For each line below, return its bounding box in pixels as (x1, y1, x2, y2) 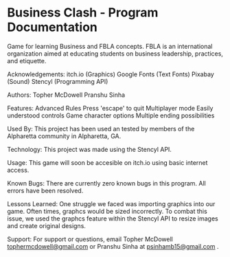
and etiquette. (7, 56, 47, 65)
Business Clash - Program (7, 5, 159, 21)
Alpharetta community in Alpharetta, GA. (7, 132, 122, 140)
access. (7, 166, 30, 174)
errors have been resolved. (7, 186, 84, 194)
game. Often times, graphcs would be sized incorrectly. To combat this (7, 207, 207, 215)
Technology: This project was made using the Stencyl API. (7, 145, 172, 153)
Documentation (7, 19, 98, 35)
